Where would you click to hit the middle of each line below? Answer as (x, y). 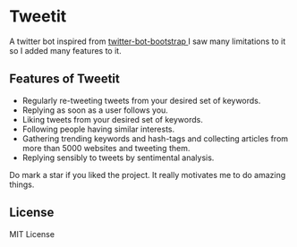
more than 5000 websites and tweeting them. (106, 148)
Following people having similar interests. (98, 129)
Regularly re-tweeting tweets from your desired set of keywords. (141, 100)
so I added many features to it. (66, 50)
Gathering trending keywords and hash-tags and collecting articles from (155, 138)
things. (22, 184)
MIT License (32, 234)
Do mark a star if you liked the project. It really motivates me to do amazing (148, 175)
